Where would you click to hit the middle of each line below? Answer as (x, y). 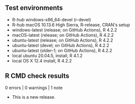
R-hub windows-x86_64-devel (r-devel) (51, 19)
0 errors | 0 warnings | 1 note (34, 88)
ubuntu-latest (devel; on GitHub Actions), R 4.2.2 (61, 45)
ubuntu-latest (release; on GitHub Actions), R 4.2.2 (62, 40)
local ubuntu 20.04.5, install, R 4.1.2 (47, 56)
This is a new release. (34, 97)
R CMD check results (37, 76)
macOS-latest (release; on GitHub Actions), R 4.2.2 (63, 35)
